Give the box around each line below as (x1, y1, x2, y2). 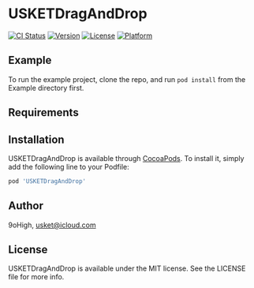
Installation (8, 133, 65, 146)
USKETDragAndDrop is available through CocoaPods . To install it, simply (8, 153, 245, 163)
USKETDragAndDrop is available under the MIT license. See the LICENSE (8, 264, 246, 273)
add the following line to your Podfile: (8, 162, 130, 171)
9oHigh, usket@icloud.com (8, 220, 96, 230)
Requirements (8, 106, 79, 119)
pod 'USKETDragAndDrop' (8, 177, 87, 185)
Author (8, 199, 43, 213)
